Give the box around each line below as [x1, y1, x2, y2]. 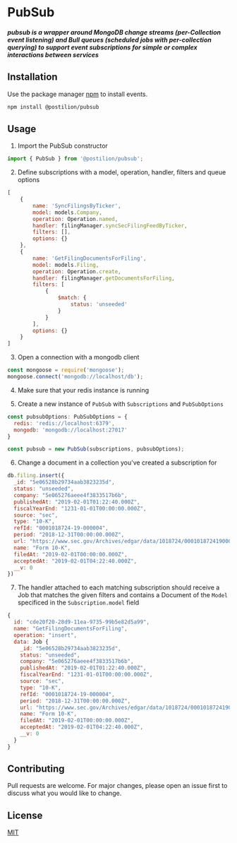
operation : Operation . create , [32, 268, 121, 275]
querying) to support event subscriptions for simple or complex [7, 43, 197, 52]
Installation [7, 71, 58, 83]
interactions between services [7, 50, 99, 59]
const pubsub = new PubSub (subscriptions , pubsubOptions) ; [7, 446, 185, 453]
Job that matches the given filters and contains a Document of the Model [17, 591, 228, 599]
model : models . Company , [32, 209, 102, 216]
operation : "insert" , [13, 631, 78, 639]
